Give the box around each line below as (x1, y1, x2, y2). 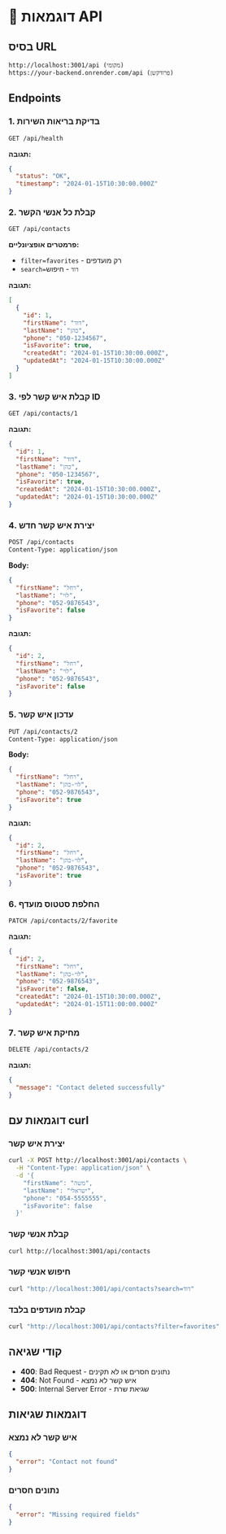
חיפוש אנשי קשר (8, 1266, 71, 1278)
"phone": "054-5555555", (23, 1194, 107, 1202)
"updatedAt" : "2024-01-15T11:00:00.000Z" (15, 1000, 159, 1009)
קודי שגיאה (8, 1345, 63, 1359)
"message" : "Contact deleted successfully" (15, 1083, 165, 1092)
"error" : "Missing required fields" (15, 1510, 140, 1519)
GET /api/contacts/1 (8, 410, 79, 418)
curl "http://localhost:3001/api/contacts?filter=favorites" (8, 1322, 220, 1331)
